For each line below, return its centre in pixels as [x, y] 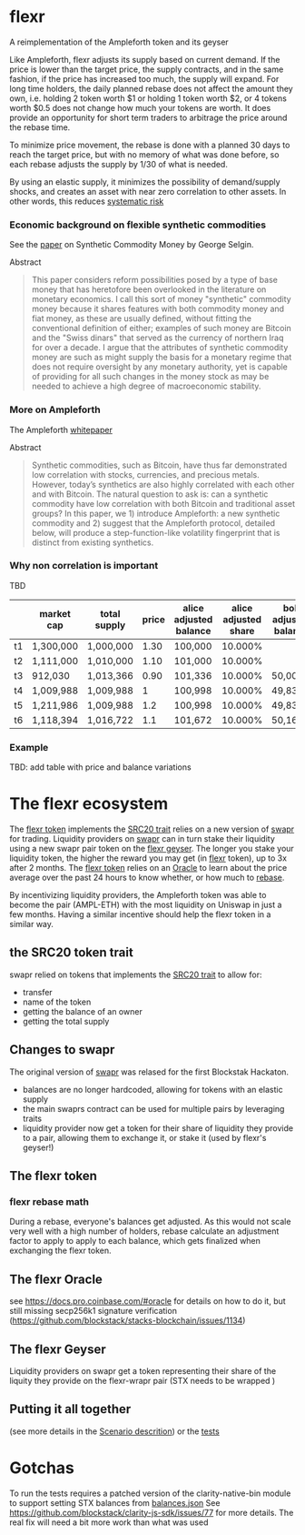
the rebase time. [40, 127]
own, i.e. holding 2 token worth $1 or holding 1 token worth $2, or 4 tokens [148, 98]
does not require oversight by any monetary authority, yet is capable [160, 367]
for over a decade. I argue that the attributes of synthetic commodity [160, 348]
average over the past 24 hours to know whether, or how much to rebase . [147, 878]
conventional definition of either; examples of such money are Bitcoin [162, 328]
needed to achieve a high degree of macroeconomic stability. [146, 386]
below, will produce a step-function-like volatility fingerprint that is [156, 532]
